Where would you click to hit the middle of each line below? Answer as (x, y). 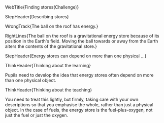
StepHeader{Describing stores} (37, 17)
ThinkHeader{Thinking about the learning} (48, 65)
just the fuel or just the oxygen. (36, 115)
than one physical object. (31, 80)
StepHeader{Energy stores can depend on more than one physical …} (76, 56)
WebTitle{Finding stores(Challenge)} (42, 7)
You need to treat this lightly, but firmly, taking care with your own (72, 99)
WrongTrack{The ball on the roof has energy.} (52, 26)
